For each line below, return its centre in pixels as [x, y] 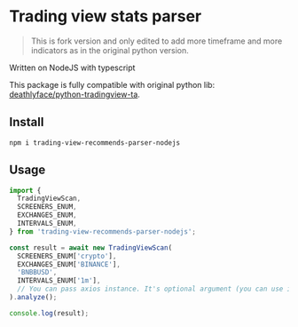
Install [27, 122]
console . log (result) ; [49, 313]
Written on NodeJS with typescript [72, 68]
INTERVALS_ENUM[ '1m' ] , [59, 281]
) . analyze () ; [33, 298]
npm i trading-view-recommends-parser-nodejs [94, 143]
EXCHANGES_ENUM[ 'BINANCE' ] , [69, 264]
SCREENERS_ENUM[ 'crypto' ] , [67, 256]
